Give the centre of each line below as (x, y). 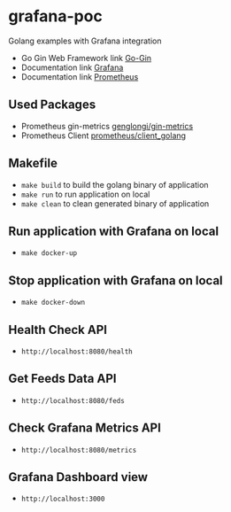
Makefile (33, 163)
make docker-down (53, 303)
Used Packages (52, 105)
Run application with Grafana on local (113, 231)
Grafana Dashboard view (78, 477)
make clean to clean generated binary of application (115, 203)
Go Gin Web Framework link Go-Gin (86, 58)
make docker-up (49, 253)
